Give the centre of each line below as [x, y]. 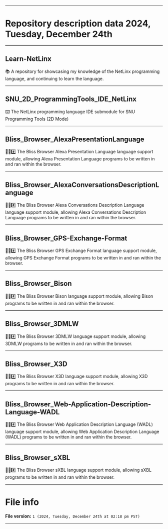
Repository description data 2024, [78, 24]
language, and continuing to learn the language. [54, 78]
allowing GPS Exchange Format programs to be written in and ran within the [83, 258]
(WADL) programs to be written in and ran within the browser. [68, 437]
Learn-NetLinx [28, 59]
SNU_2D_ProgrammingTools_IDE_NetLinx [71, 99]
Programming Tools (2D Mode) [37, 119]
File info [22, 502]
